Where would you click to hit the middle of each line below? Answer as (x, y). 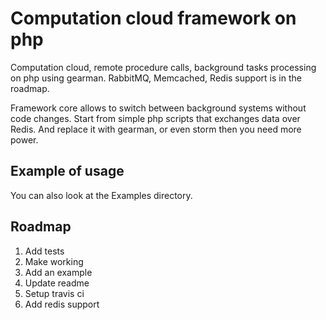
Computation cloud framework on (153, 18)
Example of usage (67, 171)
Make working (54, 261)
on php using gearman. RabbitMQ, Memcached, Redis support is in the (156, 78)
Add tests (44, 251)
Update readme (57, 283)
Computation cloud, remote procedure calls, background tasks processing (163, 67)
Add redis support (62, 304)
